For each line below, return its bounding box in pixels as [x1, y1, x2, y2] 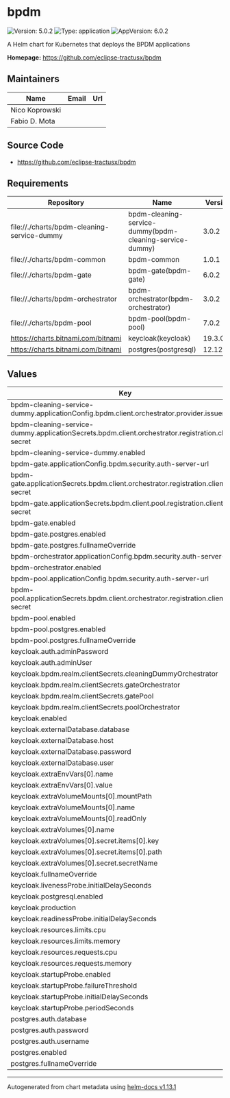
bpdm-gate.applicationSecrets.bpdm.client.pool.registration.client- [10, 498, 228, 508]
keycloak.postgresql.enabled [10, 892, 103, 901]
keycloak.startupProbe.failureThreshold [10, 981, 138, 990]
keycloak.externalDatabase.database [10, 724, 130, 734]
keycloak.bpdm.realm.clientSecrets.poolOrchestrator [10, 703, 180, 712]
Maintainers [7, 73, 60, 85]
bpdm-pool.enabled [10, 613, 76, 623]
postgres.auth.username [10, 1036, 90, 1046]
